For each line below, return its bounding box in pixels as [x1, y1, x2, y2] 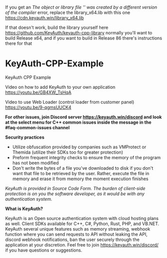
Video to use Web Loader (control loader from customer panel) [5, 99, 135, 105]
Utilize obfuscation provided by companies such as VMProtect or [12, 144, 147, 150]
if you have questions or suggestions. [5, 247, 82, 253]
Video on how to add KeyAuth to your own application [5, 84, 116, 90]
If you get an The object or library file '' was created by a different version [5, 4, 158, 10]
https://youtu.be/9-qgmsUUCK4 [5, 104, 71, 110]
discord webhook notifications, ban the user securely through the [5, 237, 140, 243]
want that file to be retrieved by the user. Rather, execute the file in [12, 170, 150, 176]
